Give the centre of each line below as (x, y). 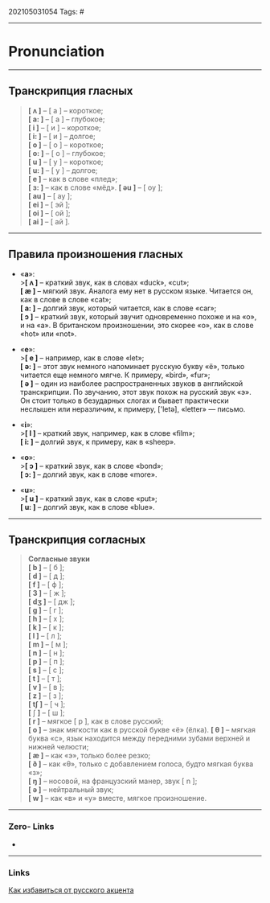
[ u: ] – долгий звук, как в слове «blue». (87, 507)
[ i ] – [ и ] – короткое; (65, 127)
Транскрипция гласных (71, 91)
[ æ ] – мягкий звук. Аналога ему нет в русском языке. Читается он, (137, 291)
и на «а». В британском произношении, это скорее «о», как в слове (137, 325)
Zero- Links (31, 827)
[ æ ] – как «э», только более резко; (89, 756)
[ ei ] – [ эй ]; (49, 204)
